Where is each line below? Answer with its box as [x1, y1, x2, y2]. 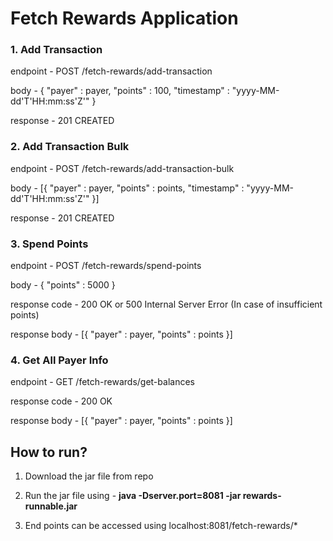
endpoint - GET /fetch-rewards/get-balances [10, 376, 195, 388]
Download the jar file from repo [24, 470, 154, 482]
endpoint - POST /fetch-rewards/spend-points [10, 260, 202, 272]
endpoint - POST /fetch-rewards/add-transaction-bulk [10, 162, 235, 174]
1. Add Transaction [10, 43, 103, 57]
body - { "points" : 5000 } [10, 279, 116, 291]
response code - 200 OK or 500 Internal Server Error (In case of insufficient [10, 298, 323, 311]
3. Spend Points [10, 237, 89, 251]
